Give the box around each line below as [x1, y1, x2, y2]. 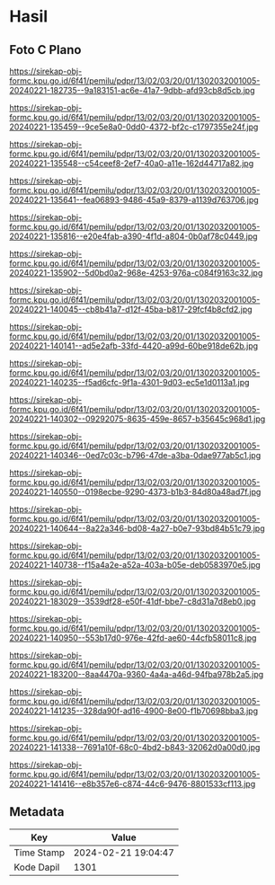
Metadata [9, 804, 65, 819]
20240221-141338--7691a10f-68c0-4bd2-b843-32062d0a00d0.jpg [9, 742, 261, 752]
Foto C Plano [9, 42, 82, 58]
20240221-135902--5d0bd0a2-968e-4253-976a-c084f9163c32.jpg [9, 268, 263, 278]
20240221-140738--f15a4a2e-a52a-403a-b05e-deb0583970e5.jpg [9, 560, 261, 570]
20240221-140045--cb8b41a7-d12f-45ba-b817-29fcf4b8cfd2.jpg [9, 304, 253, 314]
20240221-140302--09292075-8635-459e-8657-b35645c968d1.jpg [9, 413, 266, 424]
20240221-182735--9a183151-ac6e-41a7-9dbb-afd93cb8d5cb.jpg [9, 85, 255, 95]
